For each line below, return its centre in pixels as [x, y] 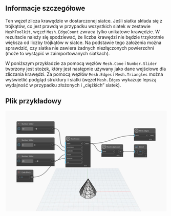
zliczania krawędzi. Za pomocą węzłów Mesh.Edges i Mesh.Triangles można [84, 74]
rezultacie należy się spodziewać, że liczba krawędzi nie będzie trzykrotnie [85, 37]
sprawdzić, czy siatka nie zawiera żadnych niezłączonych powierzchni [80, 48]
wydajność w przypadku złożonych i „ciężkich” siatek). [63, 85]
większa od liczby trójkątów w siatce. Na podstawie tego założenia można [83, 42]
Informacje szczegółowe [45, 8]
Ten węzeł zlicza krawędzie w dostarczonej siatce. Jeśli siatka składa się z [84, 20]
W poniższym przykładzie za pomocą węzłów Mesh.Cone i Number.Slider [81, 63]
